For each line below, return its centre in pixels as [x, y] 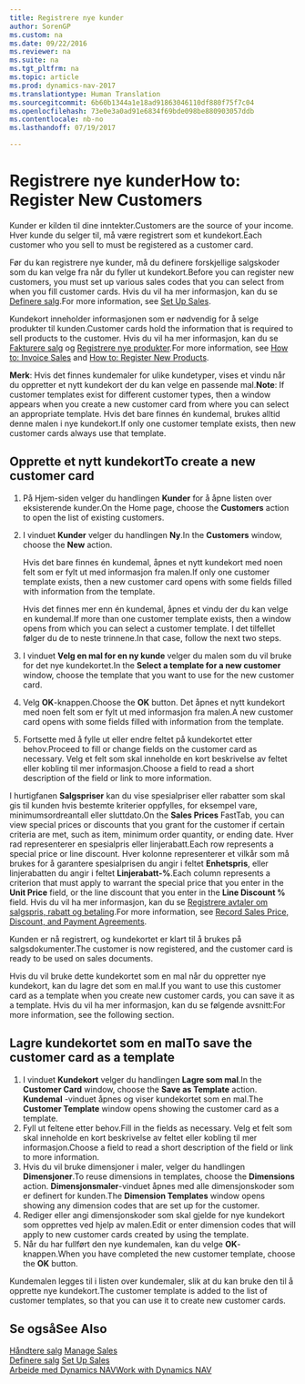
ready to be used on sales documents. [81, 958]
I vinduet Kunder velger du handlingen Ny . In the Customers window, [152, 534]
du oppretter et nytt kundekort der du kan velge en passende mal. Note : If [147, 384]
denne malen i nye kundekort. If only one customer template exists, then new [153, 423]
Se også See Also [58, 1329]
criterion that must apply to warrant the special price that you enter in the [147, 882]
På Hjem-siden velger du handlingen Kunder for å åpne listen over [147, 498]
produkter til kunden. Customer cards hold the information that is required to [152, 328]
